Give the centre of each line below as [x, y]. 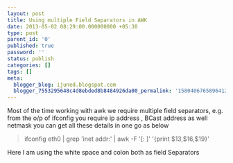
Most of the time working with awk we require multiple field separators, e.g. [115, 111]
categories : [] [29, 65]
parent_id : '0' [29, 40]
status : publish [31, 59]
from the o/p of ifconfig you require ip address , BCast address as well [107, 118]
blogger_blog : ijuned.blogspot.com [65, 85]
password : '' [26, 53]
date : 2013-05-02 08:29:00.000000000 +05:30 [72, 26]
